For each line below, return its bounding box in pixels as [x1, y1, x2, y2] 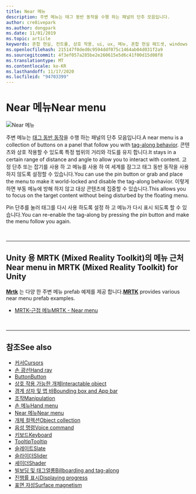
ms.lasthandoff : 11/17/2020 [6, 69, 75, 74]
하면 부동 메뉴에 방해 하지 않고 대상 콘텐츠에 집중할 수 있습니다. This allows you [6, 185, 187, 192]
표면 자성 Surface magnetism [14, 481, 82, 488]
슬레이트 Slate [14, 445, 46, 452]
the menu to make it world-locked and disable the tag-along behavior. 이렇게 [6, 178, 190, 185]
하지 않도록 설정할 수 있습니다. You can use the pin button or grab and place [6, 171, 183, 178]
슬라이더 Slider [14, 452, 48, 459]
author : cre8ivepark [6, 19, 57, 25]
